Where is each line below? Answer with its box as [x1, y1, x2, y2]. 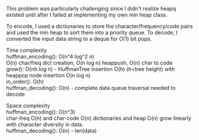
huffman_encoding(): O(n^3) [6, 109, 75, 115]
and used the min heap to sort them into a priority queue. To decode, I [6, 29, 178, 36]
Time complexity [6, 47, 48, 54]
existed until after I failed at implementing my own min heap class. [6, 11, 168, 18]
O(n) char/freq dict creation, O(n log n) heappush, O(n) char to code [6, 59, 173, 66]
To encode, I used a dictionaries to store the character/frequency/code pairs [6, 23, 193, 30]
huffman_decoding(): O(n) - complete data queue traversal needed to [6, 84, 176, 91]
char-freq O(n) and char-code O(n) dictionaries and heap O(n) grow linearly [6, 115, 192, 122]
